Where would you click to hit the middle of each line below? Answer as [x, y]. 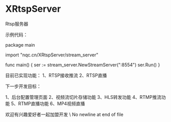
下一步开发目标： [23, 86]
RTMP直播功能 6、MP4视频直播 [52, 104]
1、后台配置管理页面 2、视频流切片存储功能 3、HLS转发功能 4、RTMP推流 [83, 97]
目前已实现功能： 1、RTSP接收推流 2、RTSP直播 [56, 75]
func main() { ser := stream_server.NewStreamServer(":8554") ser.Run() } [83, 65]
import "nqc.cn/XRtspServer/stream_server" [52, 55]
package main [20, 45]
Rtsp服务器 [17, 24]
